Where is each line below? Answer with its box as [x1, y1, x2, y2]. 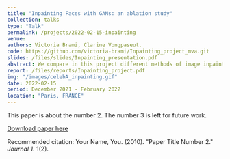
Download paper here [7, 124, 68, 132]
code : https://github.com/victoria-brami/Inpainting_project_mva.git [7, 48, 210, 55]
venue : [7, 35, 26, 42]
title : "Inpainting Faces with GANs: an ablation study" [7, 10, 173, 17]
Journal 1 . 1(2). [7, 145, 49, 153]
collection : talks [7, 16, 60, 23]
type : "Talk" [7, 23, 44, 29]
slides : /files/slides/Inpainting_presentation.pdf [7, 55, 157, 61]
